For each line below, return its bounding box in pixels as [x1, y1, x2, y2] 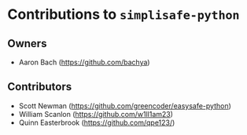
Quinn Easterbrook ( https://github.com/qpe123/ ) [18, 118, 175, 127]
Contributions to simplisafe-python [7, 5, 240, 24]
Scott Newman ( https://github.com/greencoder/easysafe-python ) [18, 100, 231, 111]
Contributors [7, 80, 72, 93]
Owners [7, 37, 47, 50]
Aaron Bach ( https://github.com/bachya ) [18, 57, 150, 67]
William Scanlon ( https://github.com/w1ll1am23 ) [18, 109, 174, 119]
